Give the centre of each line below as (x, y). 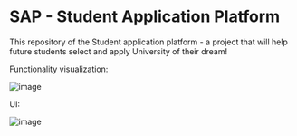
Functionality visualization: (59, 69)
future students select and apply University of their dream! (119, 51)
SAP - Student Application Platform (145, 17)
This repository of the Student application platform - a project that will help (148, 42)
